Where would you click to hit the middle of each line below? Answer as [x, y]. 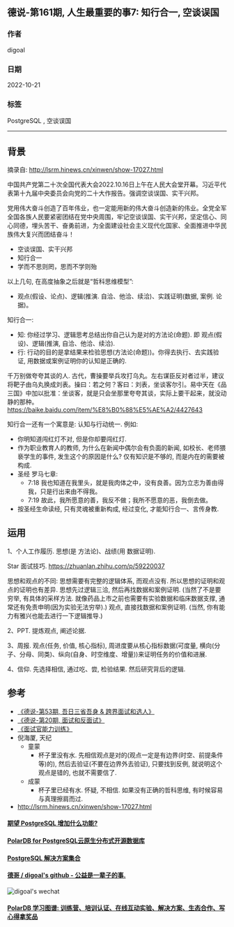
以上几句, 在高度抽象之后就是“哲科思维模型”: [70, 282]
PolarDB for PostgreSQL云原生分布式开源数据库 [76, 840]
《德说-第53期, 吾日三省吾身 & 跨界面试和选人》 [86, 711]
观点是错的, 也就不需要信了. [77, 772]
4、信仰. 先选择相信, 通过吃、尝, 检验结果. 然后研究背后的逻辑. [96, 669]
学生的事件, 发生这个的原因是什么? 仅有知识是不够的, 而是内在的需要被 [124, 457]
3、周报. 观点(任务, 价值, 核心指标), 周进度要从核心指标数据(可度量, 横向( [111, 645]
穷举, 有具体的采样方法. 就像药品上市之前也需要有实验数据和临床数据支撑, [112, 598]
